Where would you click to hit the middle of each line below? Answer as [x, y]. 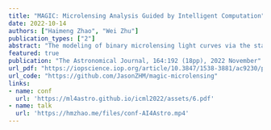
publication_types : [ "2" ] [52, 38]
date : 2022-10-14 [38, 23]
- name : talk [30, 106]
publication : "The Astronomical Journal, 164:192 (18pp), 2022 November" [135, 61]
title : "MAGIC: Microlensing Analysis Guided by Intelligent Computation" [137, 16]
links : [19, 83]
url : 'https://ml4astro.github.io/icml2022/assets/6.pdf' [115, 99]
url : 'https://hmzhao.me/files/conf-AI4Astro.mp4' [102, 114]
